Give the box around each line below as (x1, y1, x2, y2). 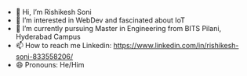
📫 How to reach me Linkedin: (15, 41, 112, 50)
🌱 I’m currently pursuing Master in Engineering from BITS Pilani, (15, 24, 222, 33)
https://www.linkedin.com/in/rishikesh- (113, 41, 239, 50)
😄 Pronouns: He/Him (15, 60, 85, 69)
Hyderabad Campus (15, 32, 81, 41)
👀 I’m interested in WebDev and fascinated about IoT (15, 16, 186, 25)
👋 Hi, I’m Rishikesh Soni (15, 8, 92, 16)
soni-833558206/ (15, 52, 74, 61)
